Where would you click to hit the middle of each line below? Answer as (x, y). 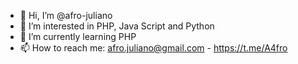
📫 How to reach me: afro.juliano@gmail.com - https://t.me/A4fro (153, 48)
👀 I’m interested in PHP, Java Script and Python (117, 26)
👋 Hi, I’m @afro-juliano (66, 15)
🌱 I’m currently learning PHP (78, 36)
